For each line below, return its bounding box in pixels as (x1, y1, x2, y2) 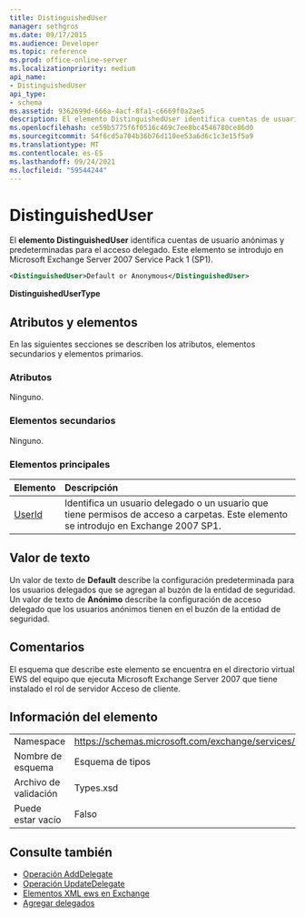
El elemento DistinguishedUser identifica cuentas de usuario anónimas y (9, 235, 285, 246)
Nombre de (14, 750, 62, 762)
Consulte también (9, 844, 113, 860)
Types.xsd (74, 781, 119, 794)
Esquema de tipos (74, 756, 152, 769)
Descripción (64, 481, 119, 494)
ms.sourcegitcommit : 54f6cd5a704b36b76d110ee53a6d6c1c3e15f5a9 (9, 132, 254, 141)
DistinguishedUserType (9, 288, 101, 299)
